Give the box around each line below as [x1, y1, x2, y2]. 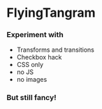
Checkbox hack [16, 53, 62, 61]
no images [16, 75, 48, 84]
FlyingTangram [6, 5, 96, 21]
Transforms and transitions [16, 45, 95, 54]
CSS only [16, 61, 43, 69]
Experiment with [6, 30, 64, 40]
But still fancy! [6, 93, 57, 103]
